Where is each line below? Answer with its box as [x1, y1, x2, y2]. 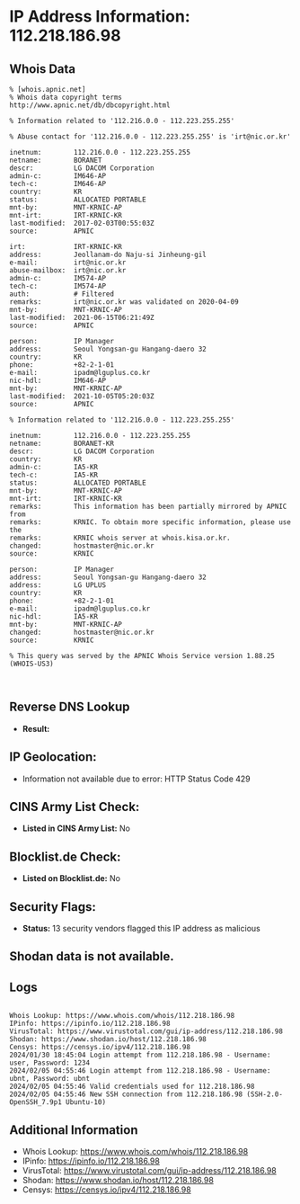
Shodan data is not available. [9, 949, 175, 964]
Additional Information [9, 1122, 138, 1137]
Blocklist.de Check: [9, 849, 121, 864]
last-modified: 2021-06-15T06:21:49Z [9, 313, 154, 322]
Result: [22, 723, 50, 734]
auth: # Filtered [9, 290, 115, 299]
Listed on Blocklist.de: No [22, 873, 121, 884]
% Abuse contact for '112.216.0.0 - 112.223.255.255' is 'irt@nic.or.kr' [9, 132, 292, 141]
